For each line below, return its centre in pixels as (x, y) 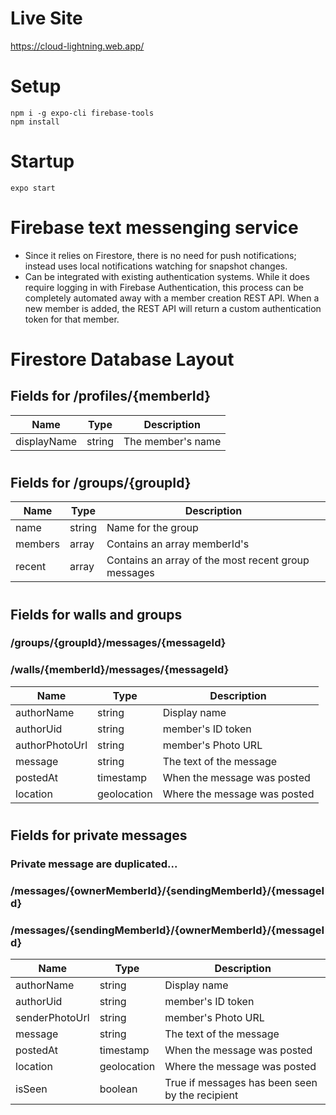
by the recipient (201, 1095)
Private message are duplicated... (94, 864)
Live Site (46, 18)
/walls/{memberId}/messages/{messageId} (120, 670)
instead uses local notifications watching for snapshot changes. (156, 266)
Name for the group (152, 528)
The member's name (172, 441)
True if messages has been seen (241, 1083)
